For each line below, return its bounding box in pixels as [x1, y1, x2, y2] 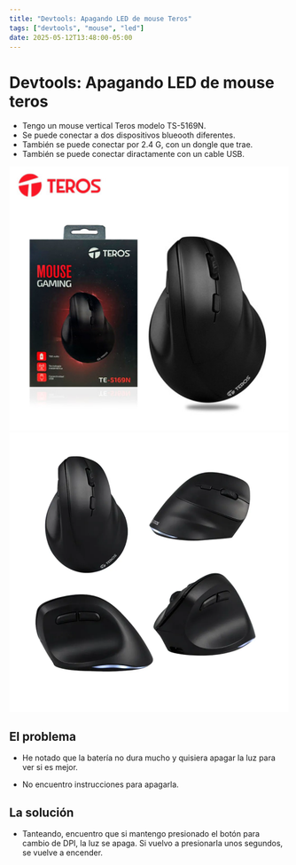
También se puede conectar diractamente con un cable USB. [21, 149, 245, 160]
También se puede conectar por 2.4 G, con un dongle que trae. [21, 139, 253, 150]
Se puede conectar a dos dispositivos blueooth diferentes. [21, 130, 236, 141]
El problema [9, 729, 77, 744]
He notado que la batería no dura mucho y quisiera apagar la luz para [21, 752, 277, 763]
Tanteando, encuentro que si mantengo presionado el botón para [21, 829, 260, 839]
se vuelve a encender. [21, 847, 104, 858]
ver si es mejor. [21, 762, 78, 773]
